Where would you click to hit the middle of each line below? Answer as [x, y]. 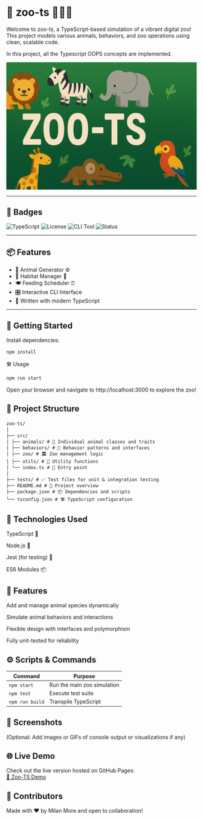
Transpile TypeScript [75, 702]
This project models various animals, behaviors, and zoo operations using [98, 35]
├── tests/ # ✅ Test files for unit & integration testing [82, 479]
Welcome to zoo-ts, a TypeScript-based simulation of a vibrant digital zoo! [99, 29]
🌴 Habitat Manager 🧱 [41, 276]
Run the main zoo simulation [84, 685]
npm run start [24, 378]
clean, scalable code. [33, 42]
